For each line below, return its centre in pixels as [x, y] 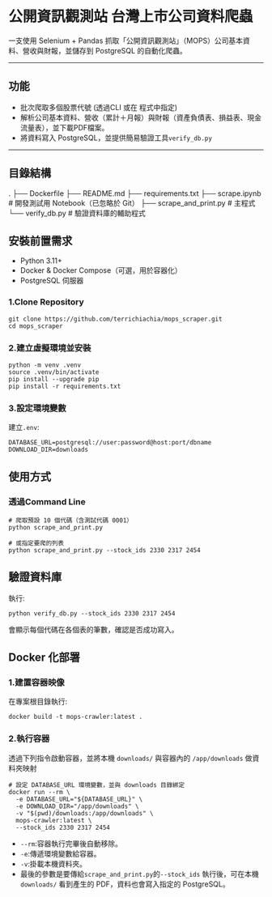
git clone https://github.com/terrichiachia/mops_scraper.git [115, 319]
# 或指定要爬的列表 [36, 543]
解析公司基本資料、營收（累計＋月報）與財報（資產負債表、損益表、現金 [140, 117]
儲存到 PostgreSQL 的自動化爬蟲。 [130, 50]
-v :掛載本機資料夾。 [53, 864]
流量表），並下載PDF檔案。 [64, 127]
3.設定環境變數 [37, 408]
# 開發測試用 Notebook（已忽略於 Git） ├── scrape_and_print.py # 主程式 [132, 202]
